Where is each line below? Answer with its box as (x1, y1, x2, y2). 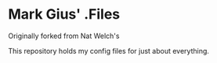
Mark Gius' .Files (8, 5, 120, 23)
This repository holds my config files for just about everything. (8, 46, 210, 55)
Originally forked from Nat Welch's (8, 31, 120, 40)
